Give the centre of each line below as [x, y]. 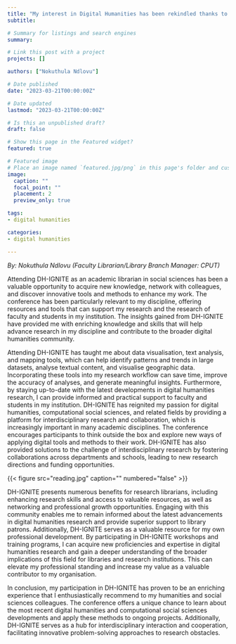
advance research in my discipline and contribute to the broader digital [110, 331]
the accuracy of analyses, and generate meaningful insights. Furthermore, [114, 382]
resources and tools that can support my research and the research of [109, 309]
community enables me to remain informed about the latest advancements [115, 514]
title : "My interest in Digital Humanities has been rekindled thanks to [118, 14]
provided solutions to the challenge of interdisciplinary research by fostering [118, 449]
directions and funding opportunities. [61, 465]
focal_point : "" [37, 187]
